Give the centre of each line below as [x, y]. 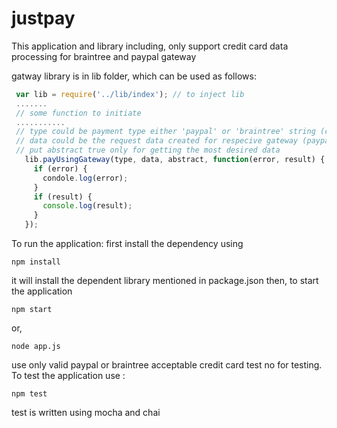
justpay [43, 18]
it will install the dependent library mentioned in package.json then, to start [165, 281]
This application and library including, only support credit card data [150, 46]
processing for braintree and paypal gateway [104, 56]
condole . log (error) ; [85, 178]
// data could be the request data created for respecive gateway [157, 141]
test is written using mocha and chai [86, 413]
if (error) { [60, 168]
